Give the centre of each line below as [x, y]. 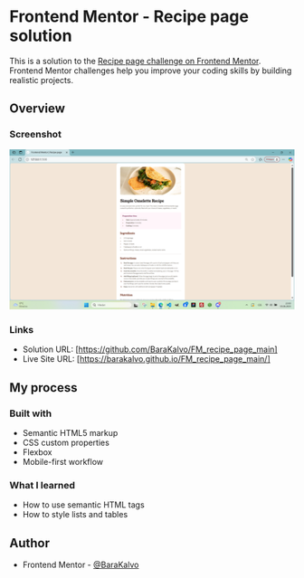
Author [29, 543]
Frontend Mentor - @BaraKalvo [81, 565]
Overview [38, 109]
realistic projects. [42, 80]
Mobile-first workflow [63, 462]
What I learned [42, 486]
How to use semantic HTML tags [83, 505]
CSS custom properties [66, 443]
